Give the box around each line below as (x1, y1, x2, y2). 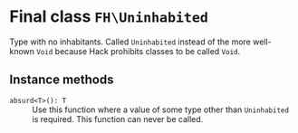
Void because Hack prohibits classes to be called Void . (35, 45, 241, 56)
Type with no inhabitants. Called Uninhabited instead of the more (9, 36, 252, 47)
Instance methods (9, 72, 114, 88)
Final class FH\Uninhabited (9, 6, 208, 27)
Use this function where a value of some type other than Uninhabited (32, 104, 290, 115)
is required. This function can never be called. (32, 113, 204, 124)
